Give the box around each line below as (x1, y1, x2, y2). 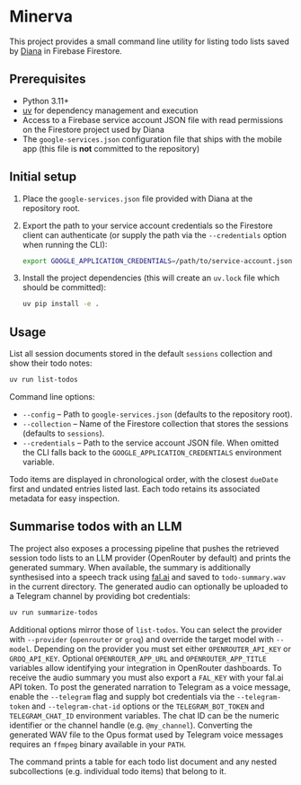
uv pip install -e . (22, 299, 100, 309)
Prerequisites (9, 72, 86, 87)
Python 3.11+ (22, 95, 70, 106)
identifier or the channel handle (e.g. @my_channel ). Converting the (9, 719, 253, 730)
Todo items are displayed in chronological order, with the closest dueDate (9, 474, 279, 484)
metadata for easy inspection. (9, 493, 120, 504)
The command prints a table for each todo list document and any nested (9, 756, 277, 767)
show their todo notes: (9, 357, 93, 369)
